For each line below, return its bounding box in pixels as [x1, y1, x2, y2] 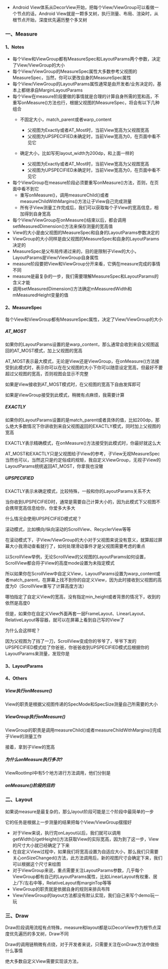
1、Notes [5, 44, 24, 50]
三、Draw [5, 912, 29, 919]
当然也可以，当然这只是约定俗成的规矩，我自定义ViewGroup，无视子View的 [5, 457, 161, 463]
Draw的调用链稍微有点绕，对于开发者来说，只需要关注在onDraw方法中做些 [5, 941, 159, 947]
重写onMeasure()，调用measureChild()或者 [19, 192, 109, 198]
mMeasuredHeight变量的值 [12, 292, 68, 298]
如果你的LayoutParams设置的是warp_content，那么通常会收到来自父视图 [5, 341, 155, 347]
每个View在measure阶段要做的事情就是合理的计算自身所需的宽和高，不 [12, 93, 159, 99]
